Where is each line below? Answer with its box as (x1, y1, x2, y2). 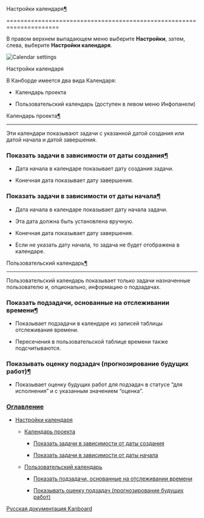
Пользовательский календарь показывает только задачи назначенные (6, 276, 191, 284)
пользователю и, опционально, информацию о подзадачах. (6, 283, 161, 290)
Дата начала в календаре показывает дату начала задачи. (15, 206, 168, 213)
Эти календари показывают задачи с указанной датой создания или (6, 130, 185, 137)
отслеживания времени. (15, 326, 79, 333)
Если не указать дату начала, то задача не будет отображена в (15, 241, 180, 248)
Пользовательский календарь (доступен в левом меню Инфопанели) (15, 100, 196, 107)
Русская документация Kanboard (6, 505, 92, 513)
